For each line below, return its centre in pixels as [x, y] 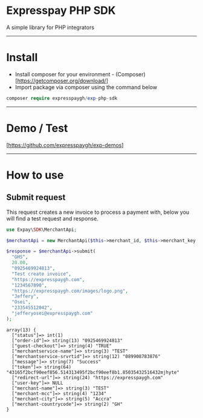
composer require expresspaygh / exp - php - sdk [62, 98]
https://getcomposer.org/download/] [63, 81]
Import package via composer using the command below [86, 87]
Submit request [36, 197]
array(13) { [21, 330]
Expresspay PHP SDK [61, 11]
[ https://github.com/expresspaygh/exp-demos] [65, 145]
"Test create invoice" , [41, 274]
